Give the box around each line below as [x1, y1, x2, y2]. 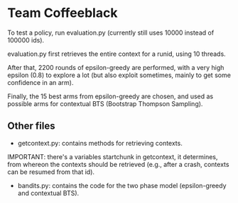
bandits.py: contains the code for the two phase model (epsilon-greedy [17, 181, 227, 190]
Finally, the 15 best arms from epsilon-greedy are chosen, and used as [7, 92, 214, 100]
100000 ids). [7, 35, 45, 44]
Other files [7, 120, 55, 132]
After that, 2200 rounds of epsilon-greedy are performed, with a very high [7, 63, 225, 71]
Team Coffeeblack [7, 5, 118, 21]
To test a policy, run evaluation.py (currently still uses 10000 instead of [7, 28, 215, 37]
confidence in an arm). [7, 78, 74, 86]
